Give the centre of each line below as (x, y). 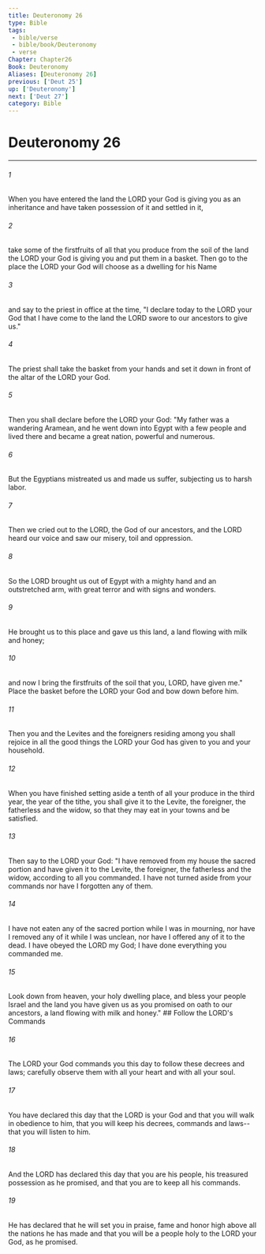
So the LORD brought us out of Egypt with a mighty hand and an (112, 580)
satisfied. (23, 818)
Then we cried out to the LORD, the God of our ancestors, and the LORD (125, 530)
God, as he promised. (43, 1241)
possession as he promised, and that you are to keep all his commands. (124, 1182)
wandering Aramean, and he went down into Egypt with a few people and (127, 428)
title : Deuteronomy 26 (45, 15)
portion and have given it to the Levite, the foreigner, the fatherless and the (130, 869)
